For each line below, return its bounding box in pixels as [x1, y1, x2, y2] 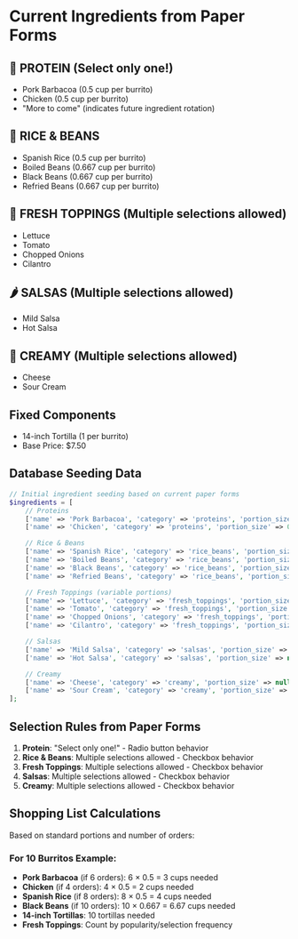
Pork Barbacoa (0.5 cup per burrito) [21, 84, 153, 94]
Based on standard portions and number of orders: [9, 830, 195, 840]
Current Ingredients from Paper [9, 6, 246, 27]
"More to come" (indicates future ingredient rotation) [21, 103, 216, 113]
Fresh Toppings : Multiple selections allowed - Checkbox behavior [21, 761, 263, 772]
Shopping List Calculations [9, 807, 161, 822]
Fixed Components [9, 407, 117, 422]
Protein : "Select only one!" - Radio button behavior [21, 742, 209, 753]
